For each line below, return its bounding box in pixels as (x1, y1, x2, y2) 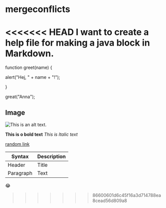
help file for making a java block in (5, 37, 150, 49)
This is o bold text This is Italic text (5, 131, 78, 137)
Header (8, 161, 26, 168)
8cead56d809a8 (92, 197, 127, 203)
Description (37, 153, 66, 160)
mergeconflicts (5, 4, 70, 15)
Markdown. (5, 48, 54, 59)
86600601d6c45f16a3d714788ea (92, 192, 161, 198)
